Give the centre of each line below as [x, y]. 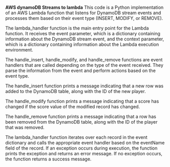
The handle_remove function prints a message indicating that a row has [81, 116]
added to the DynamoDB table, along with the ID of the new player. [76, 91]
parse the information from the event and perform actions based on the [81, 70]
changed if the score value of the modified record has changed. [73, 106]
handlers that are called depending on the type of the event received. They [84, 65]
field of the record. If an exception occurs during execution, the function [81, 148]
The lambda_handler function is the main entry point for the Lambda [77, 28]
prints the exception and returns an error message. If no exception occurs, [84, 153]
